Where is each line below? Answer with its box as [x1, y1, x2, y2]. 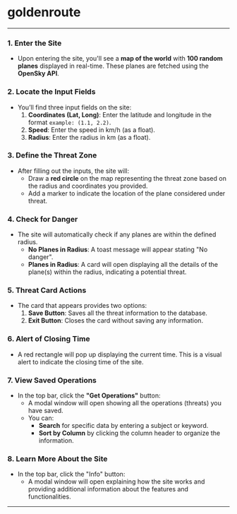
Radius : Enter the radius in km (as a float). [28, 133, 151, 141]
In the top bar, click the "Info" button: [17, 470, 126, 479]
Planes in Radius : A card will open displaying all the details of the [28, 261, 219, 269]
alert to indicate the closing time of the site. [17, 357, 144, 366]
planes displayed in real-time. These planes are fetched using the [17, 61, 209, 71]
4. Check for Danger [7, 214, 78, 224]
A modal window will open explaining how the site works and [28, 477, 205, 486]
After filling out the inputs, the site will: [17, 167, 129, 175]
